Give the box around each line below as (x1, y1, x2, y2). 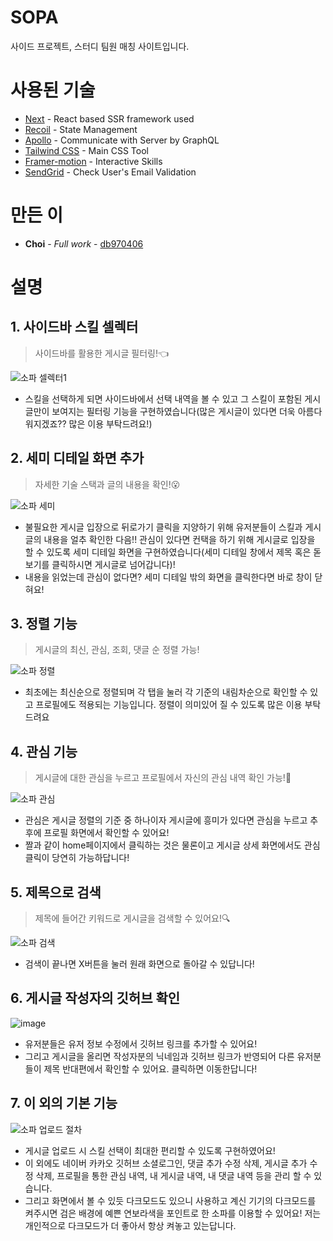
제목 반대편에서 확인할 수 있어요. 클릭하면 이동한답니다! (43, 1062, 258, 1075)
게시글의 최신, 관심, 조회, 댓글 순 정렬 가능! (34, 644, 200, 656)
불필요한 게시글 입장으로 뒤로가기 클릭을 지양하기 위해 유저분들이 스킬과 (24, 521, 303, 533)
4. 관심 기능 (10, 743, 78, 760)
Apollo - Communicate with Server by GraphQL (24, 134, 220, 146)
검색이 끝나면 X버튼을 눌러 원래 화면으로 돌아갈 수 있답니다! (24, 958, 255, 970)
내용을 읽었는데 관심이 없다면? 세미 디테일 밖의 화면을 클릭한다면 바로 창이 (24, 571, 313, 583)
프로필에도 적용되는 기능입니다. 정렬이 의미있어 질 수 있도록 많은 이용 (35, 699, 303, 711)
